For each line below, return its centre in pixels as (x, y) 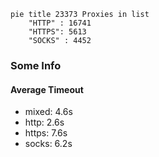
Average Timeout (47, 89)
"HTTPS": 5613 (57, 32)
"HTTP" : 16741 (60, 23)
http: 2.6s (44, 122)
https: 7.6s (46, 133)
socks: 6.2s (48, 144)
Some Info (36, 65)
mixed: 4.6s (48, 112)
